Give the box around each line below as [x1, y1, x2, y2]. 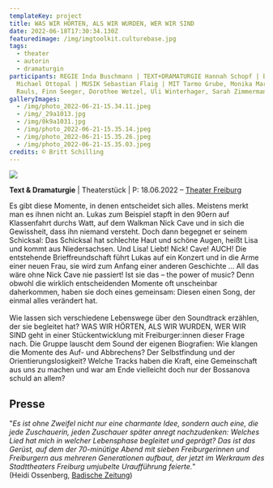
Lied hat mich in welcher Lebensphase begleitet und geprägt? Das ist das [9, 436, 256, 446]
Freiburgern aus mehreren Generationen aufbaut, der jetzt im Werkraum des [9, 453, 265, 463]
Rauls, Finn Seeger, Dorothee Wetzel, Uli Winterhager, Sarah [16, 87, 231, 96]
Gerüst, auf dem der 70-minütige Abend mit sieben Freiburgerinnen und [9, 444, 250, 455]
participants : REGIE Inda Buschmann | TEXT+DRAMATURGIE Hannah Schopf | [9, 72, 260, 80]
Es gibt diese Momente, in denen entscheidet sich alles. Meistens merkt [9, 201, 250, 211]
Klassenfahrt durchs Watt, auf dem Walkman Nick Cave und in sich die [9, 218, 245, 228]
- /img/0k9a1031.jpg [16, 118, 86, 126]
